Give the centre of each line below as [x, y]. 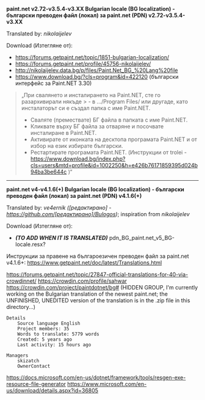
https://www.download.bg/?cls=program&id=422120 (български [97, 77]
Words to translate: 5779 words [58, 334]
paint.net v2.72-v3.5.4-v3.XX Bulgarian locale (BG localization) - [91, 9]
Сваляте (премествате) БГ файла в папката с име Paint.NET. [109, 120]
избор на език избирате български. [77, 146]
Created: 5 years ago [45, 340]
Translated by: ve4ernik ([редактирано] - [59, 208]
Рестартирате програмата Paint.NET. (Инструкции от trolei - [109, 152]
